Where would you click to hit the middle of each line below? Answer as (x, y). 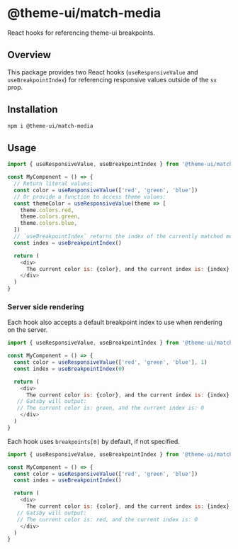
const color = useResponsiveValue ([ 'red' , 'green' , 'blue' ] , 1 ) (110, 362)
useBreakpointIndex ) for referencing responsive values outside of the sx (112, 79)
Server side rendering (46, 306)
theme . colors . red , (47, 210)
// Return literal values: (53, 184)
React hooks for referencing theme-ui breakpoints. (81, 33)
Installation (33, 110)
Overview (29, 55)
